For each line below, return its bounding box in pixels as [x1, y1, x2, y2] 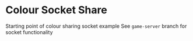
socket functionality [5, 28, 53, 35]
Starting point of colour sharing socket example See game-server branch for [5, 23, 187, 29]
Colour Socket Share [5, 3, 107, 17]
